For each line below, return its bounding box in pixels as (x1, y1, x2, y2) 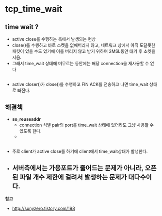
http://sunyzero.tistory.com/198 (12, 205, 75, 212)
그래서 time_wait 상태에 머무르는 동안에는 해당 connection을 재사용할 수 (12, 61, 149, 66)
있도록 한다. (19, 128, 42, 134)
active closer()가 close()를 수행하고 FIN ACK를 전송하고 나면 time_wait (12, 82, 149, 87)
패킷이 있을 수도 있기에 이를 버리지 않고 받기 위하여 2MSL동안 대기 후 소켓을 (12, 49, 156, 54)
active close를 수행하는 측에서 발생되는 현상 (12, 36, 96, 42)
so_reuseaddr (12, 116, 41, 122)
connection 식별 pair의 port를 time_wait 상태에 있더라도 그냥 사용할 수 (19, 122, 154, 128)
